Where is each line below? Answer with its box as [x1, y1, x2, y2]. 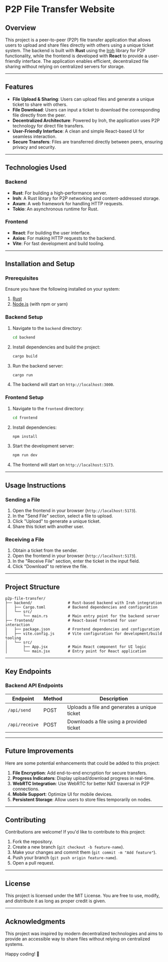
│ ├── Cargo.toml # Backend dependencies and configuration [5, 605, 157, 610]
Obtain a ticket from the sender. [12, 547, 78, 553]
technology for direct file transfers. [12, 123, 84, 129]
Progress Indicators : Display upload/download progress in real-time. [12, 775, 155, 781]
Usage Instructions [5, 481, 66, 490]
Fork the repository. [12, 838, 53, 845]
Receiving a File [5, 536, 44, 543]
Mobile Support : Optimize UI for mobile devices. [12, 791, 113, 797]
